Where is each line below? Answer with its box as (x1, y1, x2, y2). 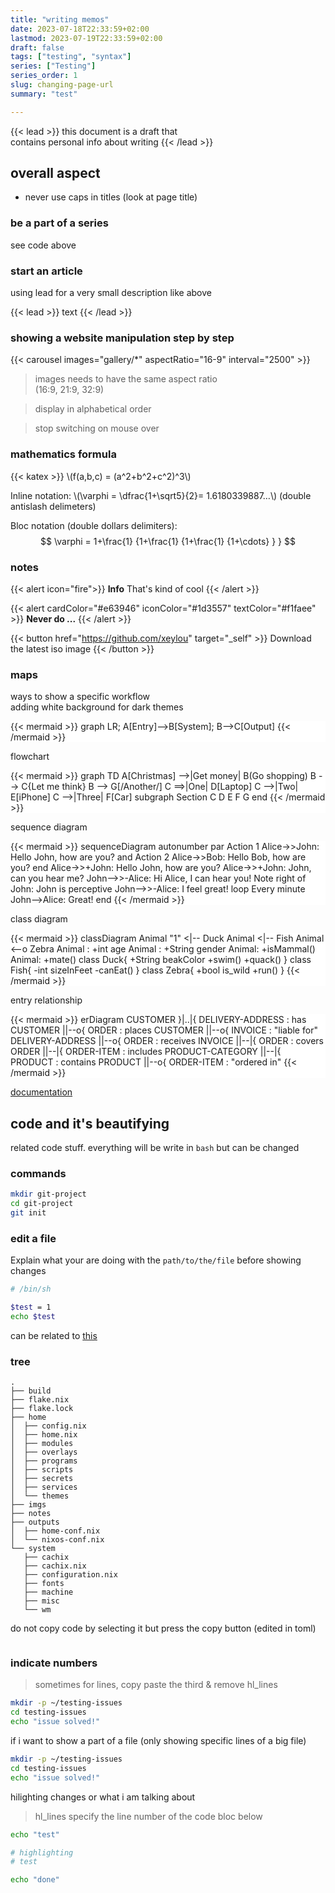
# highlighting (10, 1847, 74, 1858)
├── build (10, 1386, 52, 1396)
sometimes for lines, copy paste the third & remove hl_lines (34, 1679, 278, 1691)
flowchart (10, 751, 50, 763)
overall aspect (10, 165, 101, 182)
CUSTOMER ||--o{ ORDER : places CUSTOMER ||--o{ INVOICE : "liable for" (10, 1024, 318, 1036)
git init (10, 1208, 47, 1218)
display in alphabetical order (34, 403, 152, 415)
